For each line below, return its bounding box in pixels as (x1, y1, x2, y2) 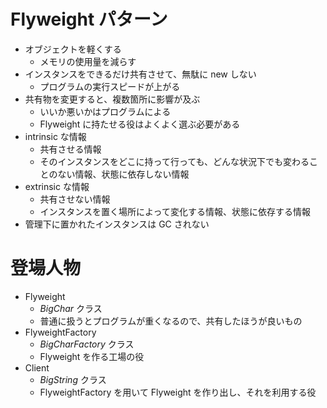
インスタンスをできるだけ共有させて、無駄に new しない (24, 68, 257, 80)
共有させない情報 (39, 193, 111, 205)
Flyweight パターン (10, 8, 168, 31)
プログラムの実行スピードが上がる (39, 80, 181, 92)
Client (24, 361, 50, 374)
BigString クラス (39, 373, 107, 385)
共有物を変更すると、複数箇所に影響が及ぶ (24, 93, 201, 105)
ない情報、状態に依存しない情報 (57, 168, 190, 180)
